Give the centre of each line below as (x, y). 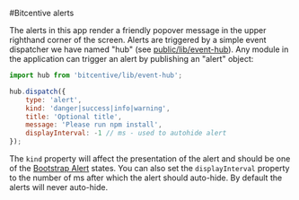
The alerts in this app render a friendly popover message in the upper (138, 30)
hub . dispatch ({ (38, 91)
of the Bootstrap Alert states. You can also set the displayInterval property (149, 168)
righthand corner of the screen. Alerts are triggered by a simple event (138, 40)
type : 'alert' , (54, 100)
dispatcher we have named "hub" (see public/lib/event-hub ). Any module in (149, 49)
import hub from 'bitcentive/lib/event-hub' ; (96, 75)
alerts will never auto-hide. (59, 187)
